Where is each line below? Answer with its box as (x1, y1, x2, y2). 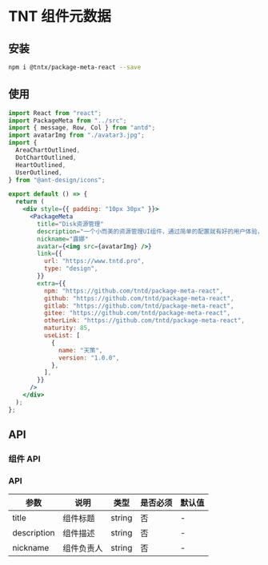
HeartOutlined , (15, 161, 66, 169)
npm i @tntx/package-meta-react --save (8, 63, 142, 71)
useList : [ (43, 332, 81, 340)
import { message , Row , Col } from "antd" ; (8, 124, 156, 132)
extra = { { (37, 279, 66, 288)
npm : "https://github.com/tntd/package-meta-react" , (43, 287, 224, 295)
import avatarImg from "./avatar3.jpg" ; (8, 131, 146, 140)
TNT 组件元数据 (8, 7, 112, 26)
